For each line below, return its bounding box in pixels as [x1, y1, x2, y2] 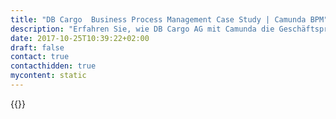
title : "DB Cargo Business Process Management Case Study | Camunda [10, 14, 307, 25]
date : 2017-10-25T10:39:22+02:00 [10, 33, 150, 43]
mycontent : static [10, 71, 87, 81]
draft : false [10, 42, 65, 53]
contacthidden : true [10, 61, 97, 71]
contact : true [10, 52, 70, 62]
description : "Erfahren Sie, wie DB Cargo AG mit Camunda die [10, 24, 275, 34]
